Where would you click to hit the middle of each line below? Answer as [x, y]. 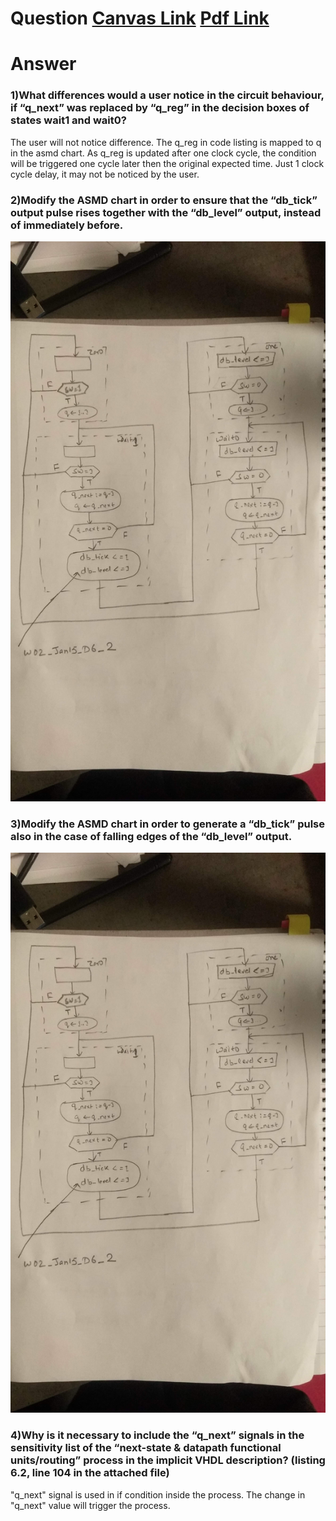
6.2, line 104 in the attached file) [90, 1473]
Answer [43, 64]
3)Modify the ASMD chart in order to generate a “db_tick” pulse [168, 824]
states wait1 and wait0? [68, 120]
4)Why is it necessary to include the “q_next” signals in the [157, 1435]
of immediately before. [67, 225]
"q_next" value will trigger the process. [90, 1505]
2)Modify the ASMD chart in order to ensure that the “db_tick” [164, 200]
